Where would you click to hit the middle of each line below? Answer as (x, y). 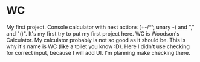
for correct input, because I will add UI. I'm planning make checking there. (98, 52)
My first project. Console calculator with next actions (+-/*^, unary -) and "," (100, 27)
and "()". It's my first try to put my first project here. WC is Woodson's (93, 33)
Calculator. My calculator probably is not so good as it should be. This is (96, 40)
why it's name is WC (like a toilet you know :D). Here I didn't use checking (98, 46)
